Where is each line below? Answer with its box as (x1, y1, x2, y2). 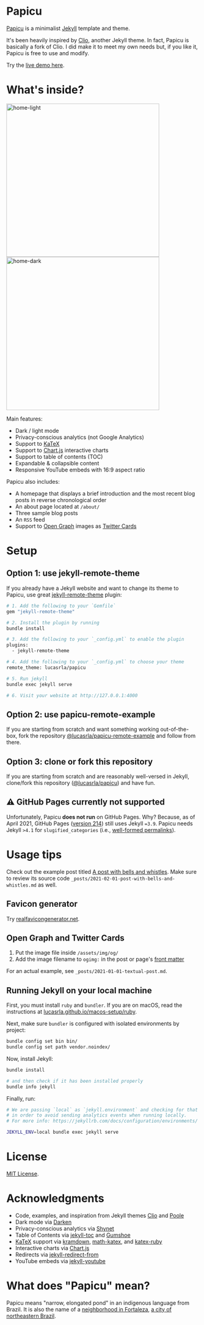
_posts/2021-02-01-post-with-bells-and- (71, 876, 175, 882)
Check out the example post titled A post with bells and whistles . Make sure (6, 868, 197, 875)
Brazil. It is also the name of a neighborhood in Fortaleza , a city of (6, 1305, 172, 1313)
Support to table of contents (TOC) (15, 452, 103, 460)
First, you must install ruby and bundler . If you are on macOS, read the (6, 1001, 183, 1009)
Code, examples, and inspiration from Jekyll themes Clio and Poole (15, 1212, 184, 1219)
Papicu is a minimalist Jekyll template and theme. (6, 25, 130, 32)
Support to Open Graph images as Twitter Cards (15, 522, 137, 530)
